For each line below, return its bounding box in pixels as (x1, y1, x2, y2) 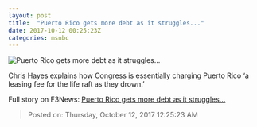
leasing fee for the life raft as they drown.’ (8, 79, 145, 89)
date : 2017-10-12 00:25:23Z (8, 26, 102, 34)
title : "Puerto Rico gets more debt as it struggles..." (8, 19, 204, 27)
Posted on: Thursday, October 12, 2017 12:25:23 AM (27, 110, 199, 120)
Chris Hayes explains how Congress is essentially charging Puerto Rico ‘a (8, 71, 249, 80)
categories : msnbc (8, 33, 69, 42)
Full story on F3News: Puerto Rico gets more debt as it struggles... (8, 94, 226, 104)
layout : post (8, 11, 52, 20)
